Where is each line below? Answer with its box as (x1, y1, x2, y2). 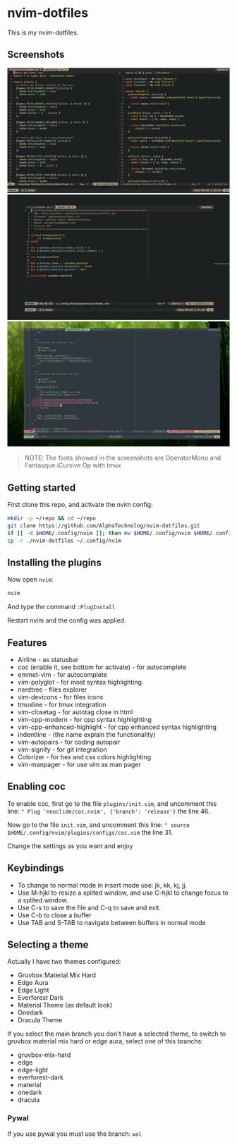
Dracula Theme (17, 1016, 63, 1024)
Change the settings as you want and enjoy (7, 841, 133, 850)
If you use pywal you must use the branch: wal (7, 1129, 142, 1138)
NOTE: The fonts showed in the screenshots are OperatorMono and (24, 453, 221, 463)
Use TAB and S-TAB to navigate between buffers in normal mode (17, 918, 206, 926)
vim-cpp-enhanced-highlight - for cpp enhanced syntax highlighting (17, 723, 217, 731)
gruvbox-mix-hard (17, 1051, 71, 1059)
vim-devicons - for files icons (17, 693, 104, 702)
